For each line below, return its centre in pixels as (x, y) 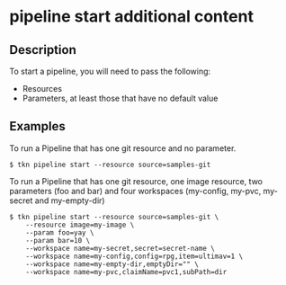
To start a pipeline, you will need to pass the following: (110, 71)
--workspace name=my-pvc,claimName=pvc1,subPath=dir (126, 272)
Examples (37, 126)
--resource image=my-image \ (80, 225)
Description (43, 50)
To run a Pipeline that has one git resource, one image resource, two (136, 181)
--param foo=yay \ (60, 232)
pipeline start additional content (132, 17)
